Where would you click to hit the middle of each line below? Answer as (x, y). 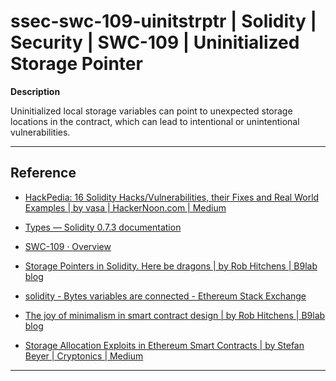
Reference (43, 173)
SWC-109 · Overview (68, 246)
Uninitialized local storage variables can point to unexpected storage (151, 111)
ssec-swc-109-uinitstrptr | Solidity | (163, 21)
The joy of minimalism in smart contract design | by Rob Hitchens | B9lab (175, 315)
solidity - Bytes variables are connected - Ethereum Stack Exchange (165, 296)
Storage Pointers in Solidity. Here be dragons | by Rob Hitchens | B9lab (171, 266)
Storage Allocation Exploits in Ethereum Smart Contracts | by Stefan (164, 345)
